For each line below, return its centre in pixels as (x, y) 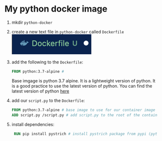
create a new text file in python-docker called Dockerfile (68, 31)
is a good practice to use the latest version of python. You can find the (82, 86)
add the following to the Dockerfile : (47, 62)
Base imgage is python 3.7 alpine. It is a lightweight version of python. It (83, 80)
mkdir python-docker (32, 22)
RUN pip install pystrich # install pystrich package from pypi (80, 134)
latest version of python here (40, 91)
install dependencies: (33, 124)
